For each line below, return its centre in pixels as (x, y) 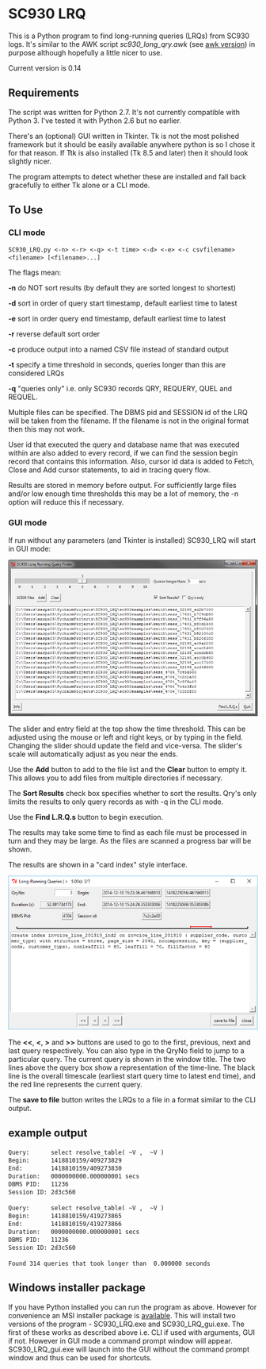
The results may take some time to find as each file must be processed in (127, 832)
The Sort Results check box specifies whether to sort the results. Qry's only (133, 793)
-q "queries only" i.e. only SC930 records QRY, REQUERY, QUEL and (120, 389)
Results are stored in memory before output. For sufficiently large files (122, 486)
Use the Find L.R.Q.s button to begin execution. (86, 817)
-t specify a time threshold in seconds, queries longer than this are (117, 365)
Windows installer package (77, 1288)
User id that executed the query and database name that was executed (124, 444)
